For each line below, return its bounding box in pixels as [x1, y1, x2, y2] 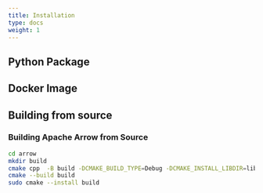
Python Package [8, 55, 90, 68]
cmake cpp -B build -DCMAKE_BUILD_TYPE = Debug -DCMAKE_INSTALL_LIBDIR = [8, 164, 247, 173]
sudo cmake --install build [8, 179, 100, 187]
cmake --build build [8, 172, 76, 180]
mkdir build [8, 157, 47, 165]
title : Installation [8, 11, 76, 20]
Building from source [8, 108, 113, 122]
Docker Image [8, 82, 78, 95]
